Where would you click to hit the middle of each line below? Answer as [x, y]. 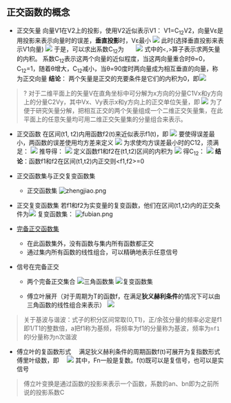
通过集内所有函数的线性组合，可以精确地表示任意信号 [102, 252]
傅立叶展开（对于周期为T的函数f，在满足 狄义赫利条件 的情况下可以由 [123, 296]
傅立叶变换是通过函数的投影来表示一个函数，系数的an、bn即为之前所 [121, 384]
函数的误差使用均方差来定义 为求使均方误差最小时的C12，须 [124, 143]
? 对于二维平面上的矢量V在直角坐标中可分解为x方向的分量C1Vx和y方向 [123, 93]
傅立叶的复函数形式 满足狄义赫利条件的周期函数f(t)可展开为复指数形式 [118, 351]
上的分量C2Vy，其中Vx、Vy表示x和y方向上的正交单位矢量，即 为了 [123, 102]
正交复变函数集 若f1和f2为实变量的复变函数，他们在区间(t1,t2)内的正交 [115, 205]
